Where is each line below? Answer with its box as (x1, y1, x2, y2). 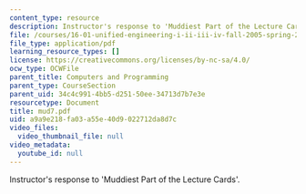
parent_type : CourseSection (9, 81, 117, 90)
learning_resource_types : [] (9, 47, 120, 56)
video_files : (9, 124, 59, 133)
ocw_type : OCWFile (9, 65, 79, 74)
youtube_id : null (17, 148, 84, 158)
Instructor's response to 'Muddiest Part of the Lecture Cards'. (9, 174, 240, 185)
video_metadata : (9, 140, 71, 149)
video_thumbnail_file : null (17, 132, 125, 141)
